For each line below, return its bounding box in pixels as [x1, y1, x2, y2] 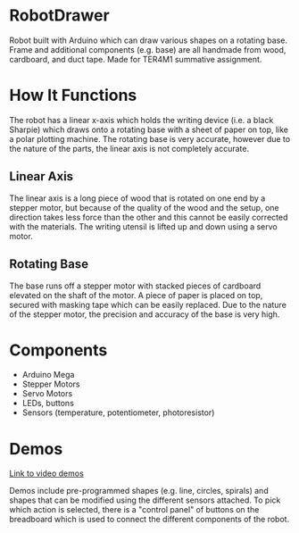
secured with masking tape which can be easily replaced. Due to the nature [9, 299, 287, 310]
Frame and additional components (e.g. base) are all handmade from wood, [9, 44, 287, 54]
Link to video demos [9, 468, 85, 479]
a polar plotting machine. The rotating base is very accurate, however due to [9, 133, 291, 144]
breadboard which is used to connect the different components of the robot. [9, 514, 290, 525]
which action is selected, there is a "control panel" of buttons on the [9, 504, 260, 515]
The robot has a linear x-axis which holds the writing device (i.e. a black [9, 114, 274, 125]
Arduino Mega [21, 370, 75, 380]
